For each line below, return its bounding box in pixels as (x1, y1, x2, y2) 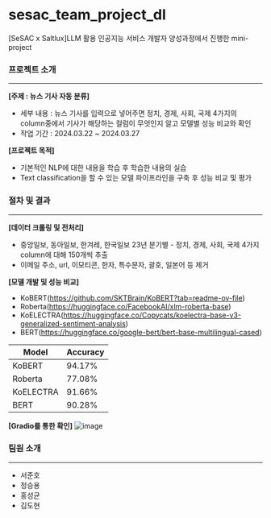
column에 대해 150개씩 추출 (19, 250, 109, 259)
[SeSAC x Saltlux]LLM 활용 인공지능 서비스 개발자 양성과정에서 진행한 (8, 33, 230, 43)
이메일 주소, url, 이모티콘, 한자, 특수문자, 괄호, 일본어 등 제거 (19, 259, 209, 269)
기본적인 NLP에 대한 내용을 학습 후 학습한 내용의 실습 (19, 163, 187, 172)
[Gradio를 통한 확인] (8, 421, 73, 430)
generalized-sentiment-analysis (19, 318, 127, 328)
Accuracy (66, 346, 105, 358)
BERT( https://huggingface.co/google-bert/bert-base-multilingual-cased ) (19, 327, 262, 337)
